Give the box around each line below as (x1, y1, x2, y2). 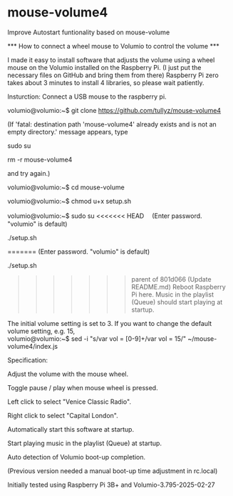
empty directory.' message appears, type (7, 127, 128, 136)
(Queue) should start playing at (131, 297, 223, 306)
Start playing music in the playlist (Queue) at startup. (7, 439, 162, 447)
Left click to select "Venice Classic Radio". (7, 397, 132, 406)
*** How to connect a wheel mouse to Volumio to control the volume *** (7, 41, 219, 50)
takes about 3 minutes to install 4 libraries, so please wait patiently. (7, 78, 204, 86)
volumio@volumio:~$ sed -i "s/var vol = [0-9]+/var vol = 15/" (7, 334, 187, 343)
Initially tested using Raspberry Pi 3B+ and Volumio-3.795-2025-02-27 (7, 480, 215, 489)
